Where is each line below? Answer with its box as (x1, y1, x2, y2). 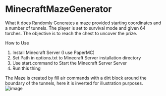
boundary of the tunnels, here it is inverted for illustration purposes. (5, 80, 143, 86)
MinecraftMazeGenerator (5, 3, 112, 15)
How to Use (5, 40, 29, 46)
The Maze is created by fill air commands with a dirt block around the (5, 75, 147, 81)
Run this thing (12, 65, 41, 71)
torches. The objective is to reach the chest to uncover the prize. (5, 30, 137, 36)
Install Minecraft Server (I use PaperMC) (12, 49, 95, 55)
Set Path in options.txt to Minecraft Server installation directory (12, 54, 141, 60)
